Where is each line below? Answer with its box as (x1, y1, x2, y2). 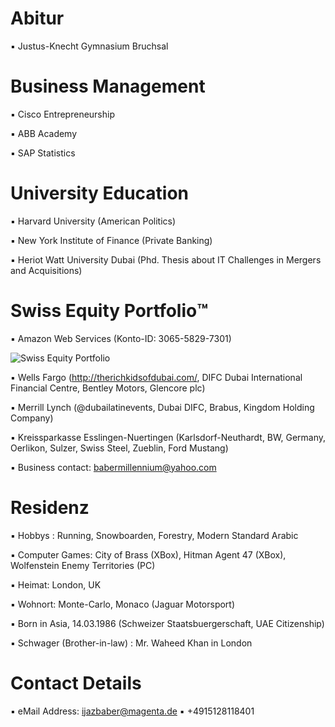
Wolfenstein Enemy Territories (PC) (10, 559, 156, 571)
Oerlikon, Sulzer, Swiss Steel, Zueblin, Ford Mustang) (10, 442, 229, 454)
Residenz (10, 496, 90, 519)
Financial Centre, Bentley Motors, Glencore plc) (10, 382, 206, 394)
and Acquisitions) (10, 264, 83, 276)
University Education (10, 182, 190, 205)
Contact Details (10, 672, 142, 694)
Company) (10, 412, 54, 424)
